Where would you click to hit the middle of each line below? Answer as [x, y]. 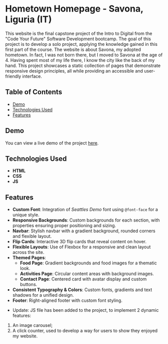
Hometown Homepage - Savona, [74, 9]
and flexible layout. [32, 236]
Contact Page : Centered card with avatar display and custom [83, 279]
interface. [32, 76]
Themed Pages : [29, 258]
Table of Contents [34, 92]
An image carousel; [32, 325]
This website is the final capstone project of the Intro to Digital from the [79, 33]
